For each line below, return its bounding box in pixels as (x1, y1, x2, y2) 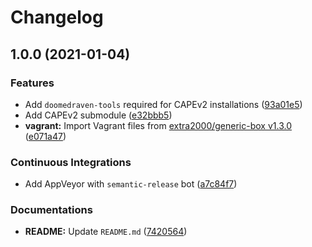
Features (10, 76, 55, 90)
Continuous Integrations (10, 155, 132, 169)
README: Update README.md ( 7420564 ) (24, 226, 188, 238)
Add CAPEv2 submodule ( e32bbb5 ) (24, 109, 173, 121)
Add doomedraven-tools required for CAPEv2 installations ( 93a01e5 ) (24, 98, 303, 110)
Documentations (10, 203, 93, 217)
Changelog (10, 6, 104, 29)
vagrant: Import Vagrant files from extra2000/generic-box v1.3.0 (24, 119, 292, 131)
